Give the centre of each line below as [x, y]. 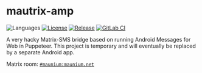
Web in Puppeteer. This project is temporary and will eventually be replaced [101, 46]
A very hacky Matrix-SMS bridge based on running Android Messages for [99, 39]
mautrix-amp [40, 11]
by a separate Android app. [40, 52]
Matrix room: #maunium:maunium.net [50, 64]
